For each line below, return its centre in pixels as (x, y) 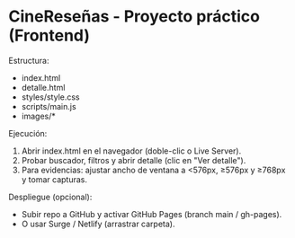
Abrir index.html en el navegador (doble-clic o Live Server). (131, 151)
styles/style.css (50, 97)
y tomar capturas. (54, 179)
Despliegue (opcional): (50, 197)
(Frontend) (49, 35)
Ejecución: (28, 133)
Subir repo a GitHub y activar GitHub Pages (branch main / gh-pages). (152, 214)
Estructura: (29, 60)
